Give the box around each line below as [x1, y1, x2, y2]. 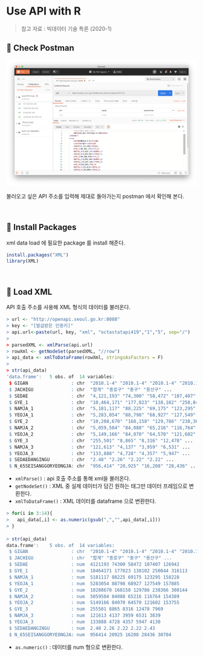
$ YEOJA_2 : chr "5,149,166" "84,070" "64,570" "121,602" [8, 431, 196, 437]
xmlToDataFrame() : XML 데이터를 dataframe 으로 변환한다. [14, 497, 156, 505]
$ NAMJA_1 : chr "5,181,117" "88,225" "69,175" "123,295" [8, 405, 196, 412]
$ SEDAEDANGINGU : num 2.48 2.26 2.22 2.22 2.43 [8, 625, 155, 631]
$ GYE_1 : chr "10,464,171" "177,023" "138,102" [8, 399, 177, 405]
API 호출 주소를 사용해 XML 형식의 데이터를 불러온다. [6, 304, 131, 311]
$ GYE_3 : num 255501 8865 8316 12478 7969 [8, 606, 164, 612]
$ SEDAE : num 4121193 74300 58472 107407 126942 [8, 562, 180, 568]
